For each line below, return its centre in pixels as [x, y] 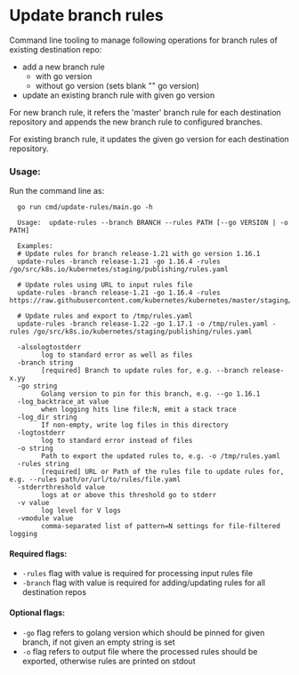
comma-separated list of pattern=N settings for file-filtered [161, 526]
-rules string [43, 464]
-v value [33, 503]
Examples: [35, 246]
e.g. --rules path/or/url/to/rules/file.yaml [95, 480]
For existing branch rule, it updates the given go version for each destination [149, 139]
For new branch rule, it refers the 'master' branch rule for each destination [145, 112]
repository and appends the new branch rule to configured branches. [136, 122]
